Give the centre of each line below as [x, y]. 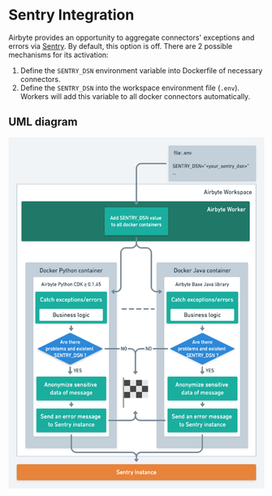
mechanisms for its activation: [58, 54]
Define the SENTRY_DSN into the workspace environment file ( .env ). [130, 88]
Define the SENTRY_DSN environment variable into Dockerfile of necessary [141, 70]
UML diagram [43, 122]
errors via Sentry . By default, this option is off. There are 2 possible [121, 46]
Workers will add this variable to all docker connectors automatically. [135, 96]
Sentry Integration [71, 15]
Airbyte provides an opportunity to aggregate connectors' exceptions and [132, 37]
